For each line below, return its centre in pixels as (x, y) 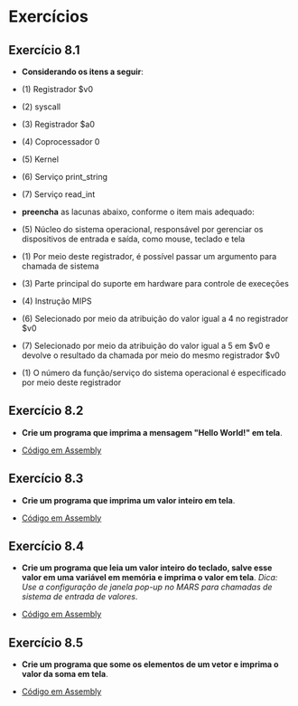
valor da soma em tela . (65, 674)
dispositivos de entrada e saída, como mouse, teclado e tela (133, 239)
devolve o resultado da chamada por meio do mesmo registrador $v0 (151, 355)
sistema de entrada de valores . (79, 597)
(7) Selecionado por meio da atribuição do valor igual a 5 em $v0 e (146, 346)
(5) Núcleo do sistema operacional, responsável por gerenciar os (142, 229)
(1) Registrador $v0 (57, 89)
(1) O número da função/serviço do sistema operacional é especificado (154, 373)
